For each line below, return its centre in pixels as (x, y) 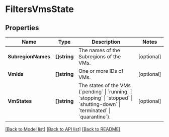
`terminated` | (95, 110)
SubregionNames (29, 56)
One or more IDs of (101, 71)
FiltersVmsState (40, 9)
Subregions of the (100, 56)
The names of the (100, 50)
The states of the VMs (105, 85)
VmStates (20, 101)
